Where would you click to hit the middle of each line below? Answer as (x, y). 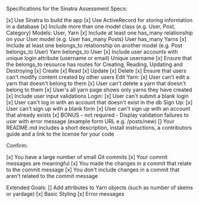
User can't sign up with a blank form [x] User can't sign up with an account (98, 109)
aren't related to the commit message (52, 176)
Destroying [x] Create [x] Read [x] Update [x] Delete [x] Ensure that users (96, 71)
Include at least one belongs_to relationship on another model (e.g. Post (94, 45)
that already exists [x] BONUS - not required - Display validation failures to (97, 115)
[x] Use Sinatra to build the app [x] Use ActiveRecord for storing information (99, 20)
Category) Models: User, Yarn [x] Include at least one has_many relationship (99, 33)
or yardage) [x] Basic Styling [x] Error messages (65, 194)
